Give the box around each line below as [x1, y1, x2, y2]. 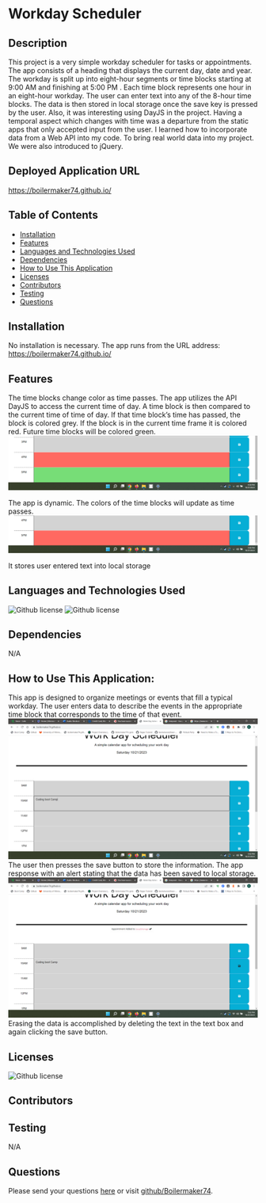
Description [8, 36, 67, 50]
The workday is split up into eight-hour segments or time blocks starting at [8, 74, 252, 83]
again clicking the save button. [8, 1027, 108, 1037]
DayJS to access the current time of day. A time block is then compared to [8, 402, 251, 411]
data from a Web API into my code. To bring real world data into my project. [8, 133, 255, 143]
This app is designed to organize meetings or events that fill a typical [8, 693, 234, 702]
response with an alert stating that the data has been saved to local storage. [8, 869, 256, 878]
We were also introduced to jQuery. [8, 142, 123, 151]
